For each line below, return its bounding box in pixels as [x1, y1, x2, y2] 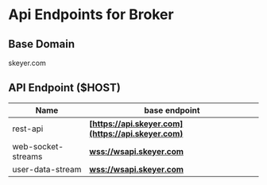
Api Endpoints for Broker [8, 6, 174, 24]
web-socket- [12, 141, 64, 152]
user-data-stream [12, 164, 82, 175]
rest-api [12, 123, 44, 134]
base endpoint [144, 105, 200, 116]
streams [12, 151, 43, 162]
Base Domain [8, 37, 75, 51]
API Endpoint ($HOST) [8, 81, 121, 94]
